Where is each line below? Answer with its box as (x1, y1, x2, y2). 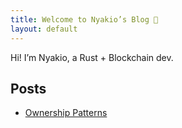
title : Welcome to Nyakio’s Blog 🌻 (10, 14, 159, 25)
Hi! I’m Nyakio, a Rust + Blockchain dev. (10, 51, 174, 63)
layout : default (10, 24, 78, 34)
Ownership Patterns (24, 107, 108, 119)
